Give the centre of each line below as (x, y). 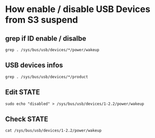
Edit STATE (22, 92)
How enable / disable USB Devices (78, 9)
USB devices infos (34, 65)
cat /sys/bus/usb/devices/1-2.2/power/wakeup (53, 131)
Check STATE (27, 119)
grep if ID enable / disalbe (46, 38)
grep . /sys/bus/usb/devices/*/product (47, 77)
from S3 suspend (42, 20)
